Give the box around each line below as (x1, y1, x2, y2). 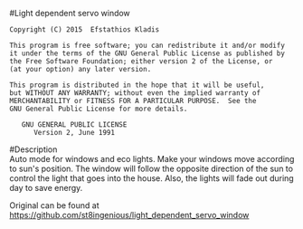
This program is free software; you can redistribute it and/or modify (9, 41, 285, 50)
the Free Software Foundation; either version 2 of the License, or (9, 57, 273, 66)
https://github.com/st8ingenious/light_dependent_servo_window (9, 210, 250, 220)
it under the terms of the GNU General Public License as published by (9, 49, 285, 58)
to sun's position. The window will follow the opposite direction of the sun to (9, 163, 294, 174)
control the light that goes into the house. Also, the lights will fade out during (9, 173, 294, 184)
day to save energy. (9, 183, 83, 193)
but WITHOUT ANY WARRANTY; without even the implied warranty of (9, 89, 260, 98)
